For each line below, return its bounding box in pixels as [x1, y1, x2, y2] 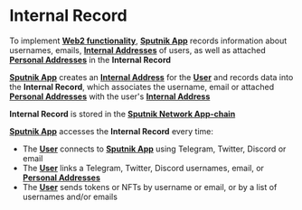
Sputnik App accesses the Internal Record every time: [9, 125, 214, 136]
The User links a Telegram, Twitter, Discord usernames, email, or [22, 162, 265, 173]
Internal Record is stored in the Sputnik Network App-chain [9, 108, 236, 119]
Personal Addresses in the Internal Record [9, 54, 172, 65]
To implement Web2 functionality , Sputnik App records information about [9, 35, 288, 46]
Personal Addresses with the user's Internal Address [9, 91, 211, 102]
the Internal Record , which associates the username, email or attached [9, 81, 274, 92]
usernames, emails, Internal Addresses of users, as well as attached [9, 44, 267, 55]
